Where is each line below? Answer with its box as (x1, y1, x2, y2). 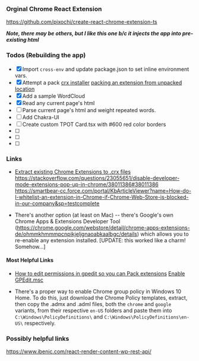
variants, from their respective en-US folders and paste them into (14, 307, 172, 314)
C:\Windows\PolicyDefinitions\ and (14, 313, 103, 320)
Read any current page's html (22, 99, 95, 106)
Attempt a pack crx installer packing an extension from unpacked (22, 79, 182, 86)
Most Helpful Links (6, 257, 54, 264)
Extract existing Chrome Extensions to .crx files (14, 168, 131, 175)
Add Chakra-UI (22, 113, 59, 121)
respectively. (24, 320, 56, 327)
